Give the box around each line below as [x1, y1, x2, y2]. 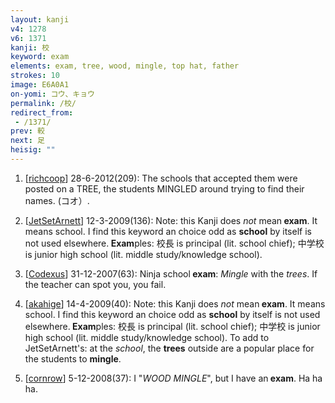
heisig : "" [10, 145, 56, 155]
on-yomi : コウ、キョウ [10, 89, 95, 99]
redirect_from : [10, 107, 74, 118]
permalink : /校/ [10, 98, 77, 108]
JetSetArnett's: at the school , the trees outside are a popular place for [24, 342, 315, 354]
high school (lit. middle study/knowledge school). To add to [24, 331, 270, 343]
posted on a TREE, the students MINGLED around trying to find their [24, 182, 305, 195]
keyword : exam [10, 52, 70, 62]
